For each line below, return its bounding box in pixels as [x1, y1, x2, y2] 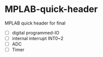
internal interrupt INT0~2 [12, 35, 64, 41]
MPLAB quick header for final [5, 20, 66, 26]
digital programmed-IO [12, 29, 60, 35]
